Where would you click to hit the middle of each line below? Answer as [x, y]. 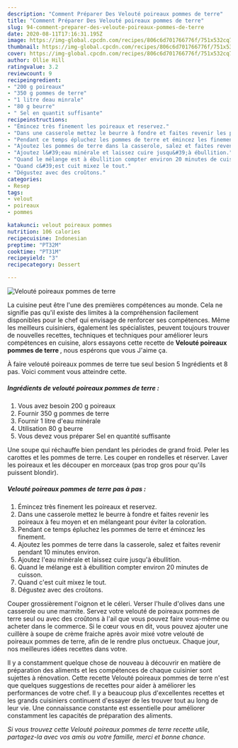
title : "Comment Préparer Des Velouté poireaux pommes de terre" [106, 21]
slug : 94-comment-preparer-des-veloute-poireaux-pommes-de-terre [106, 27]
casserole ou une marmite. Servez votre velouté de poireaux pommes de [113, 611]
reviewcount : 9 [30, 73]
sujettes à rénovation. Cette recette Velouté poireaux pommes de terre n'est [118, 678]
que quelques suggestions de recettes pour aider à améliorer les [102, 685]
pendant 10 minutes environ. [59, 552]
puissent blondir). [33, 472]
